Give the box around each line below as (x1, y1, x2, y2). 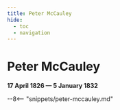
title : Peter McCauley (7, 10, 72, 17)
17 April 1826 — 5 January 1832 (7, 82, 98, 90)
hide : (7, 16, 23, 23)
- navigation (13, 29, 51, 36)
